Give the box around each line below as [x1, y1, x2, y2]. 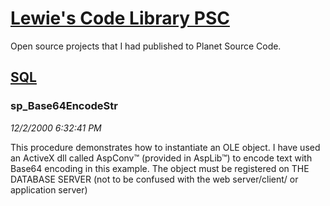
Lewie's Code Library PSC [10, 7, 230, 30]
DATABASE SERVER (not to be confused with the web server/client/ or [10, 173, 299, 185]
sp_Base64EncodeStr [10, 99, 118, 113]
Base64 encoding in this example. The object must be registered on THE [10, 162, 310, 174]
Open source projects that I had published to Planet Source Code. [10, 40, 282, 52]
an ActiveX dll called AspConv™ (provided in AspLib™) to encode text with [10, 152, 313, 164]
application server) [10, 183, 88, 196]
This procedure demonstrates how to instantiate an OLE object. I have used [10, 141, 321, 153]
